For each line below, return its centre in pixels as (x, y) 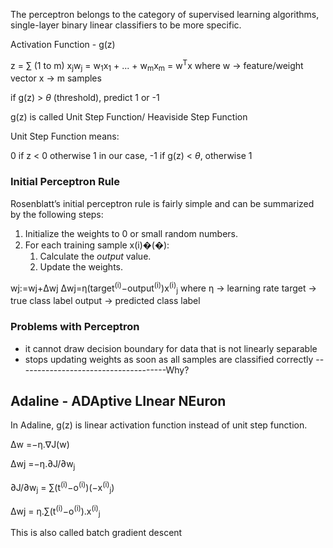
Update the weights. (81, 266)
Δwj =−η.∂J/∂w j (43, 465)
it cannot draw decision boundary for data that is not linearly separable (171, 348)
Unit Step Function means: (65, 136)
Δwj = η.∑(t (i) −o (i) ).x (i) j (55, 511)
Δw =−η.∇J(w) (40, 445)
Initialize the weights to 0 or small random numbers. (131, 233)
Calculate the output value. (95, 256)
